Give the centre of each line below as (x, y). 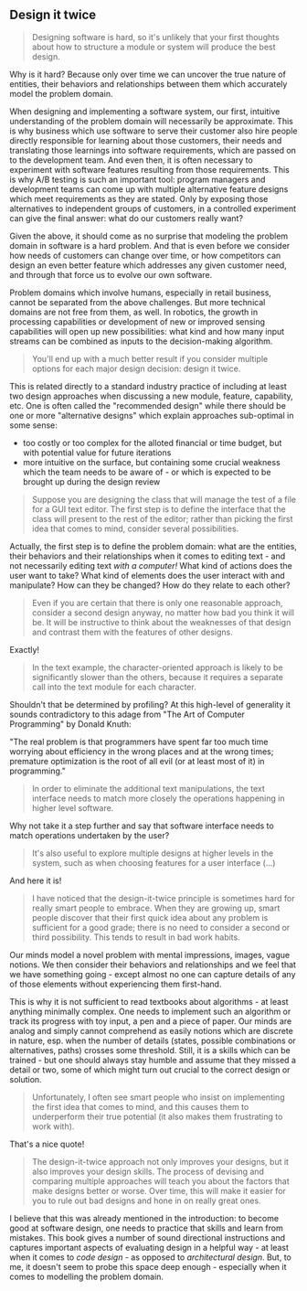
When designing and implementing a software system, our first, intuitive (145, 111)
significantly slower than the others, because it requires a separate (157, 677)
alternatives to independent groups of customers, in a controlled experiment (153, 208)
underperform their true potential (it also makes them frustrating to (157, 1116)
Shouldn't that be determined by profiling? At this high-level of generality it (150, 704)
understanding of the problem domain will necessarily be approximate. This (152, 121)
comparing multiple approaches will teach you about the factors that (160, 1181)
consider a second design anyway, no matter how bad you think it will (163, 613)
